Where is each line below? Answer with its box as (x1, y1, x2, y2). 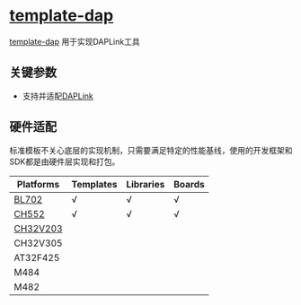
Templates (71, 178, 118, 190)
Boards (173, 178, 205, 190)
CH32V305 (13, 237, 63, 249)
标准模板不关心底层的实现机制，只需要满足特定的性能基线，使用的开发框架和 (9, 144, 293, 155)
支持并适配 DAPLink (22, 91, 94, 101)
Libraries (125, 178, 165, 190)
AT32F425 (13, 251, 60, 264)
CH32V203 (13, 222, 63, 234)
